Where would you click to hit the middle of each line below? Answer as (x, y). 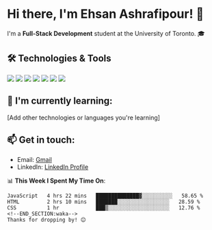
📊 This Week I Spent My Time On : (56, 181)
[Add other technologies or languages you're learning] (84, 117)
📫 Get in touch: (41, 140)
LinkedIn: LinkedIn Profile (53, 167)
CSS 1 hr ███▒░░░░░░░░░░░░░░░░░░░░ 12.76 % (104, 208)
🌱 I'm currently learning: (60, 101)
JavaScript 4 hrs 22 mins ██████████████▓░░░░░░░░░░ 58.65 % (105, 196)
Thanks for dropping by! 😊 (47, 220)
